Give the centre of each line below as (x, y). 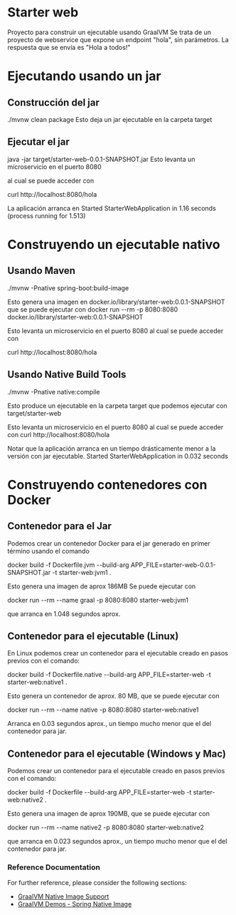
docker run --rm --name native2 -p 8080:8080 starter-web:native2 (106, 827)
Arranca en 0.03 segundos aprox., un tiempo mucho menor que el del (109, 724)
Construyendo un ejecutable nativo (114, 244)
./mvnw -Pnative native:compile (54, 392)
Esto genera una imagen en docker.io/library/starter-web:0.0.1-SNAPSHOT (116, 302)
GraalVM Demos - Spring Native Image (75, 904)
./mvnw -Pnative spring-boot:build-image (68, 288)
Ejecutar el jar (38, 142)
